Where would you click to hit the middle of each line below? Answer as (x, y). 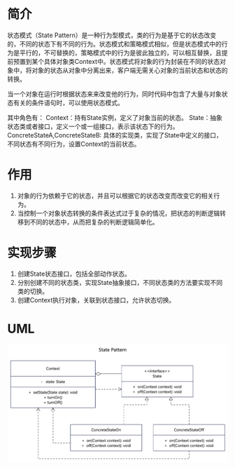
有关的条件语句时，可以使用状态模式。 (68, 102)
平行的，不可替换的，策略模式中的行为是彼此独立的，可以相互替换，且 (120, 53)
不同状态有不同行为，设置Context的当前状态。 (74, 144)
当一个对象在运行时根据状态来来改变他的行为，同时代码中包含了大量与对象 (114, 94)
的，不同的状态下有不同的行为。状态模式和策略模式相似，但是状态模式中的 (114, 44)
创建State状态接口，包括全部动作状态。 (74, 274)
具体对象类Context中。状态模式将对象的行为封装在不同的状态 (132, 61)
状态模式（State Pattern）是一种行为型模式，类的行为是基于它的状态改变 (112, 35)
